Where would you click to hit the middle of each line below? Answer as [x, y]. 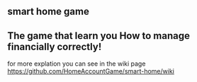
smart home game [49, 12]
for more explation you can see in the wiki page [77, 64]
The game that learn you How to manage [98, 36]
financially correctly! [55, 46]
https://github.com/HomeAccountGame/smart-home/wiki [91, 71]
